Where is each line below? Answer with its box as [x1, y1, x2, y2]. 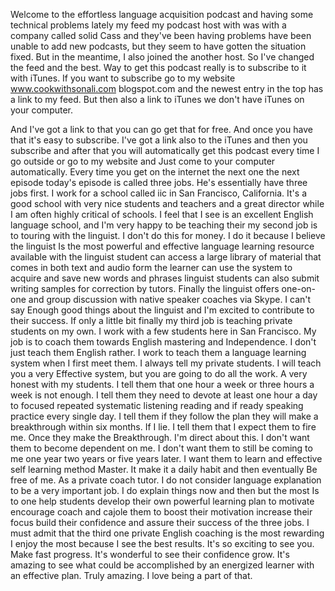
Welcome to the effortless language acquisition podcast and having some [10, 9, 314, 20]
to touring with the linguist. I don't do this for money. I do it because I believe [10, 230, 326, 241]
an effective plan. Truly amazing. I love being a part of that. [10, 570, 253, 581]
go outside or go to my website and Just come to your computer [10, 155, 276, 167]
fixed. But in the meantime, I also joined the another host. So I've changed [10, 51, 315, 63]
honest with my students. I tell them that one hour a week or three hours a [10, 379, 315, 390]
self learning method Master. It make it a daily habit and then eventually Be [10, 464, 318, 475]
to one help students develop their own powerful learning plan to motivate [10, 495, 315, 507]
